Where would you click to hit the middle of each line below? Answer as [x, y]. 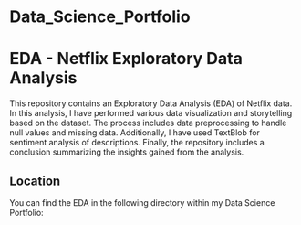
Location [35, 181]
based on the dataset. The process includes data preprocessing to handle [148, 123]
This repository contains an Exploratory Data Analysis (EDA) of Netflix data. [151, 103]
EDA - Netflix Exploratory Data [126, 59]
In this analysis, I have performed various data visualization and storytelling [151, 113]
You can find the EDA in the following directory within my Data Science [142, 202]
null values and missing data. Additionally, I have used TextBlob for [135, 133]
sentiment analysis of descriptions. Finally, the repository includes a [137, 143]
